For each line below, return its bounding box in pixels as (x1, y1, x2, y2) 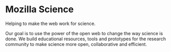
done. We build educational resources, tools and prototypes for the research (5, 36, 166, 42)
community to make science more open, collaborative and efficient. (5, 41, 147, 47)
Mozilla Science (5, 4, 74, 15)
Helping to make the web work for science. (5, 20, 96, 27)
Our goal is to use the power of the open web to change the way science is (5, 30, 163, 36)
